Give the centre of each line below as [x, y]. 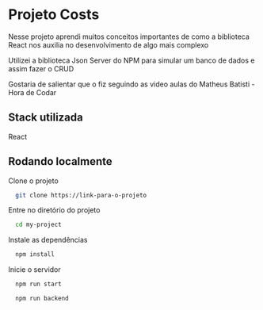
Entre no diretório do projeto [54, 210]
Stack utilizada [46, 118]
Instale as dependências [48, 240]
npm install [35, 255]
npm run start [38, 284]
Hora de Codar [32, 92]
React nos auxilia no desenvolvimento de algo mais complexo [109, 44]
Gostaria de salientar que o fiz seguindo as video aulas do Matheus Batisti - [131, 84]
